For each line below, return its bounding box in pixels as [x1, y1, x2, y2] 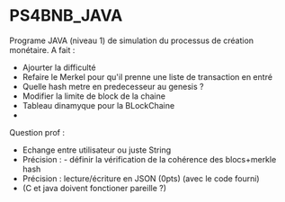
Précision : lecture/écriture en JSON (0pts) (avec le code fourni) [22, 172, 260, 184]
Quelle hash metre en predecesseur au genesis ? [22, 81, 204, 92]
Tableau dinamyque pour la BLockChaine [22, 100, 175, 110]
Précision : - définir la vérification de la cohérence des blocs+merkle [22, 154, 277, 164]
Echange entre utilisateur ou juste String [22, 145, 172, 155]
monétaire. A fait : [9, 44, 76, 55]
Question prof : [9, 127, 66, 137]
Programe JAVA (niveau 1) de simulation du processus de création [9, 35, 254, 46]
